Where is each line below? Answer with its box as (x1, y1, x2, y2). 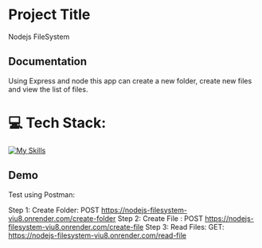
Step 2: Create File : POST (117, 213, 203, 223)
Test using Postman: (8, 189, 76, 200)
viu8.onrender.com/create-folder (8, 213, 116, 223)
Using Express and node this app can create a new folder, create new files (8, 76, 252, 85)
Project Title (8, 6, 91, 24)
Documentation (8, 55, 88, 68)
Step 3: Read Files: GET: (145, 222, 225, 231)
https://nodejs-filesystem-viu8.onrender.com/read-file (8, 231, 187, 240)
